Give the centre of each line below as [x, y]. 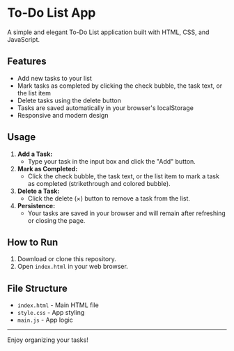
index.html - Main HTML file [58, 305]
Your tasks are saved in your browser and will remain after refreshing [127, 213]
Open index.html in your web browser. [73, 267]
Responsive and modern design [63, 115]
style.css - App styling [51, 313]
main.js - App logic [45, 320]
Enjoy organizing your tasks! [48, 340]
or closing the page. [56, 220]
